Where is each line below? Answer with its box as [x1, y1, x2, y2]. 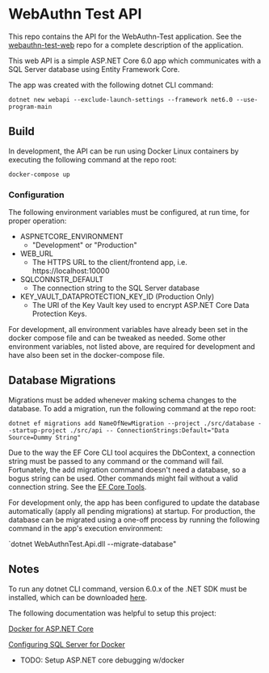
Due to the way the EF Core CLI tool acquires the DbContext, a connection [8, 448, 256, 457]
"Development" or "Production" [32, 240, 137, 250]
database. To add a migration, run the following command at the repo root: [8, 403, 256, 413]
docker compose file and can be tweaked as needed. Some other [8, 333, 226, 343]
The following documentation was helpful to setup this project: [8, 608, 216, 618]
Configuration [8, 189, 65, 200]
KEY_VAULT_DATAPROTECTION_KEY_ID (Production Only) [19, 292, 215, 301]
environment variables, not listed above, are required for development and [8, 342, 255, 351]
